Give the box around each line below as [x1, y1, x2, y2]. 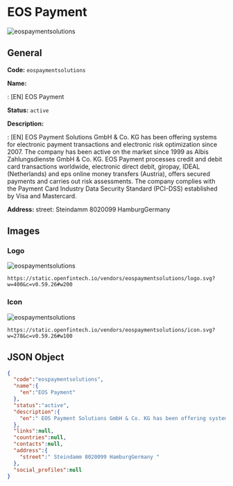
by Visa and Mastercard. [7, 191, 78, 200]
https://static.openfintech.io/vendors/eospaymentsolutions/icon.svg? [7, 327, 216, 333]
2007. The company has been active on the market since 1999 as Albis [7, 147, 209, 156]
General [7, 47, 43, 59]
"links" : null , [13, 428, 54, 435]
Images [7, 225, 40, 237]
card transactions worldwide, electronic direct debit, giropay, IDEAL [7, 162, 200, 171]
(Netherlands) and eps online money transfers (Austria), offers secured [7, 169, 210, 177]
